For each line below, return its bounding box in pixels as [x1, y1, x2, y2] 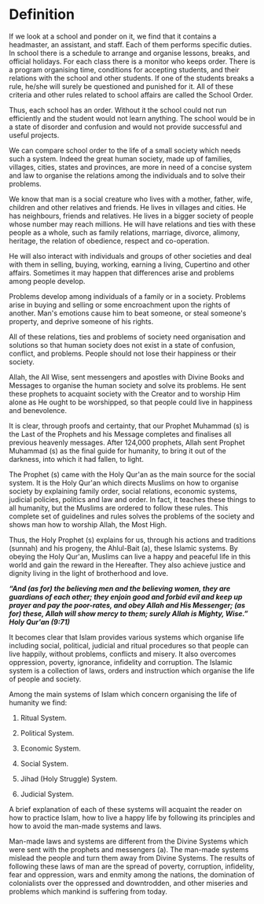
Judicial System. [20, 789, 74, 799]
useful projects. [9, 130, 60, 139]
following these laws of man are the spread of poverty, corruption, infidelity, [9, 862, 255, 871]
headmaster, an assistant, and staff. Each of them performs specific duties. [9, 39, 252, 49]
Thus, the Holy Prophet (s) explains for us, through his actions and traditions [9, 535, 256, 544]
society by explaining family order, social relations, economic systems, [9, 486, 238, 496]
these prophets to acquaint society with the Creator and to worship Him [9, 389, 240, 398]
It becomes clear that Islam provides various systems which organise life [9, 632, 244, 642]
